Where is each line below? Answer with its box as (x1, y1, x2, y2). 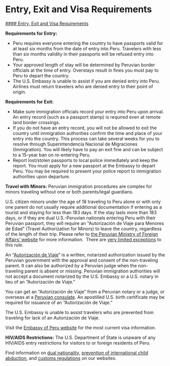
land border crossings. (12, 119, 60, 125)
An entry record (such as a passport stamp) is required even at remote (12, 114, 161, 120)
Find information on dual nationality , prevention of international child (5, 350, 149, 356)
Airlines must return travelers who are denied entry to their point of (12, 83, 154, 90)
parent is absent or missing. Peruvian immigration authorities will (24, 268, 160, 274)
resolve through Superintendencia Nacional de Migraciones (12, 141, 138, 147)
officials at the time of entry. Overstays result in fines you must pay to (12, 67, 159, 73)
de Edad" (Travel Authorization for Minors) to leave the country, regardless (5, 226, 162, 232)
